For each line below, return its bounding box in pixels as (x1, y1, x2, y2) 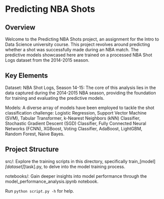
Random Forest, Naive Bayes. (5, 131, 65, 137)
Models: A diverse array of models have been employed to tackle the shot (5, 105, 155, 111)
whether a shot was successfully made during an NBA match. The (5, 47, 139, 52)
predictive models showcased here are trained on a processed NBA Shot (5, 52, 152, 58)
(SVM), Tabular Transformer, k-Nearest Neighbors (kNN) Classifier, (5, 115, 141, 121)
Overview (5, 23, 36, 32)
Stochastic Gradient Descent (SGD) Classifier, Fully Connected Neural (5, 120, 146, 126)
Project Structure (5, 145, 59, 154)
